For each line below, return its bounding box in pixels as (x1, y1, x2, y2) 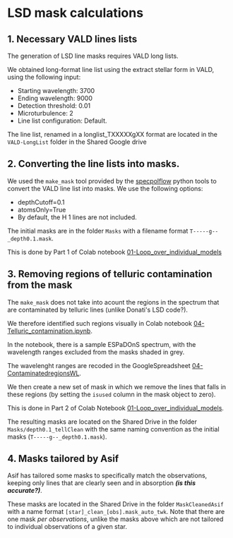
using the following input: (7, 73, 81, 81)
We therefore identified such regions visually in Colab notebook (7, 319, 193, 327)
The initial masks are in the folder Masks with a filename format (7, 226, 189, 235)
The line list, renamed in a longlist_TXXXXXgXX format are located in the (7, 130, 217, 138)
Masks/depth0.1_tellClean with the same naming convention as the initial (7, 424, 220, 433)
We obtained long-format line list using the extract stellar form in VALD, (7, 66, 215, 73)
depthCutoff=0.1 (17, 197, 65, 206)
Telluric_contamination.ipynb (7, 326, 91, 335)
